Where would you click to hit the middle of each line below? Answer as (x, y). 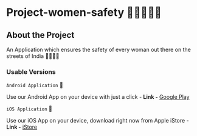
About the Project (40, 35)
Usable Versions (31, 71)
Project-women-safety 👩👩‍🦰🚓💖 (84, 13)
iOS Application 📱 (29, 109)
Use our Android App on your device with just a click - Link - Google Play (98, 97)
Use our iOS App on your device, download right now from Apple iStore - (98, 121)
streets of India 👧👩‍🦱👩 (33, 56)
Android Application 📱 (35, 85)
